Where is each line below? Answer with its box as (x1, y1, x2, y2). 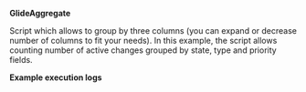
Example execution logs (9, 72, 102, 83)
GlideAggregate (9, 8, 71, 18)
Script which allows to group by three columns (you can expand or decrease (9, 26, 297, 36)
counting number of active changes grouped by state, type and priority (9, 45, 277, 56)
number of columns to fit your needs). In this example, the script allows (9, 36, 278, 46)
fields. (9, 55, 34, 65)
